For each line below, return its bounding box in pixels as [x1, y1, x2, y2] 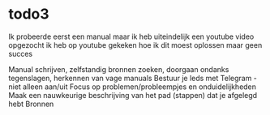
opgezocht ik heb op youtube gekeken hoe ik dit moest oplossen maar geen [8, 40, 263, 49]
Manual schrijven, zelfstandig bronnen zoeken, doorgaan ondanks [8, 64, 229, 74]
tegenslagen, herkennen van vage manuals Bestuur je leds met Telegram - [8, 73, 258, 83]
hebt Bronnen [8, 99, 54, 109]
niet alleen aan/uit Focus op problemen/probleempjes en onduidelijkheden [8, 82, 257, 92]
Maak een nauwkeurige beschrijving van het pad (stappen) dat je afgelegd [8, 90, 258, 100]
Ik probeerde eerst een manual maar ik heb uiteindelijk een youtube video [8, 32, 255, 41]
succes [8, 49, 33, 58]
